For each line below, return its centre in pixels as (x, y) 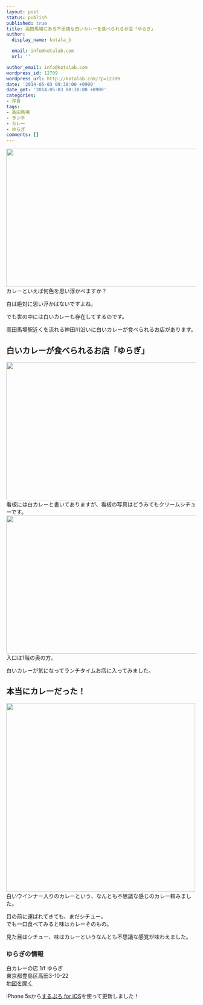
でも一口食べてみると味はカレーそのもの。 (59, 924)
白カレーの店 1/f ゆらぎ (35, 968)
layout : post (23, 12)
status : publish (27, 18)
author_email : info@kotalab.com (47, 67)
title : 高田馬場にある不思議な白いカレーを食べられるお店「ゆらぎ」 (81, 29)
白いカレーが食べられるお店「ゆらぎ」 (78, 350)
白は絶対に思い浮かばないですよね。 (51, 304)
